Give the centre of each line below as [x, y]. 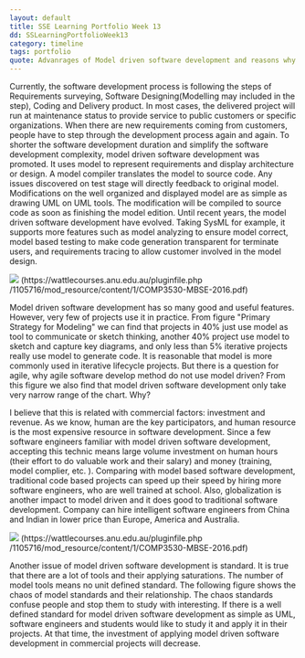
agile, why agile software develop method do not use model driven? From [147, 375]
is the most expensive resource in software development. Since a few [140, 432]
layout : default [40, 18]
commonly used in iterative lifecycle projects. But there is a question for [144, 366]
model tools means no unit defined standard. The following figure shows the [153, 585]
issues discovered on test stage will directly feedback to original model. [144, 183]
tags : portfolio [40, 52]
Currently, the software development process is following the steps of [141, 86]
